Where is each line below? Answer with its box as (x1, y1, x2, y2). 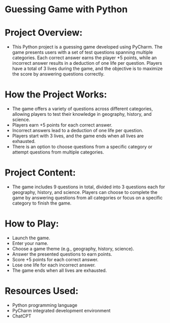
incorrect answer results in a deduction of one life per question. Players (12, 60, 162, 66)
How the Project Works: (5, 89, 107, 101)
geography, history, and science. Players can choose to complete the (12, 189, 158, 195)
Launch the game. (12, 235, 50, 241)
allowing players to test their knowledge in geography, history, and (12, 111, 152, 117)
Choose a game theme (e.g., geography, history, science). (12, 245, 134, 252)
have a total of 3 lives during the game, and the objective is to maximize (12, 65, 163, 72)
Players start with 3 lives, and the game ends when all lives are (12, 133, 144, 139)
